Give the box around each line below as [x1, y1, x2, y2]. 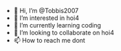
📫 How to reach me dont [13, 37, 86, 44]
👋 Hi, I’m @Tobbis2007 [13, 7, 79, 14]
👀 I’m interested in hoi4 [13, 14, 79, 22]
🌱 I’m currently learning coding [13, 21, 102, 29]
